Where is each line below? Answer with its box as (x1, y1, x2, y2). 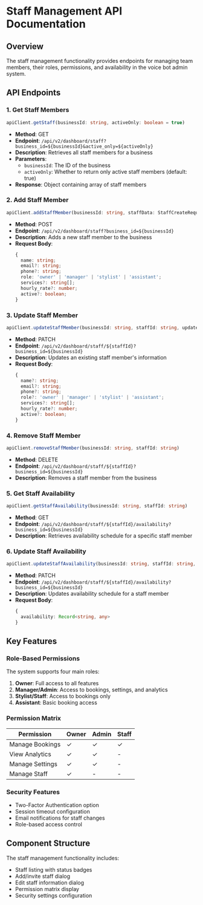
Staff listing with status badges (14, 866, 92, 873)
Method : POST (14, 220, 53, 228)
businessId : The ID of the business (24, 162, 111, 169)
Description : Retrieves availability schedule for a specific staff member (14, 532, 193, 539)
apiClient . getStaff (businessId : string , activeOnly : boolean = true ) (6, 119, 185, 125)
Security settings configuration (14, 892, 92, 899)
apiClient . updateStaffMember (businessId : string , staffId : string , (6, 324, 180, 331)
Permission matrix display (14, 885, 80, 892)
